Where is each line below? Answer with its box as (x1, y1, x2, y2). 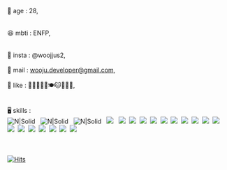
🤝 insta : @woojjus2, (7, 51, 66, 59)
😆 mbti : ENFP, (7, 29, 51, 37)
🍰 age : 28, (7, 7, 38, 15)
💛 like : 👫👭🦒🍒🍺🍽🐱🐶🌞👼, (7, 81, 75, 89)
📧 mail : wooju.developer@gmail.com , (7, 66, 116, 74)
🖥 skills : (7, 107, 31, 114)
